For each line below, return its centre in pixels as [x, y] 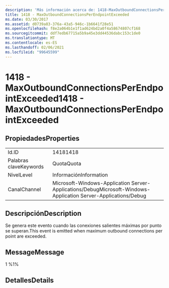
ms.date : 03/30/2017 [27, 19]
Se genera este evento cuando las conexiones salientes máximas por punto [83, 225]
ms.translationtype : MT [30, 38]
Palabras [18, 160]
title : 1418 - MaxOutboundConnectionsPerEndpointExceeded [67, 15]
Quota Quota [67, 163]
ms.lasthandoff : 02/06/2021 [35, 47]
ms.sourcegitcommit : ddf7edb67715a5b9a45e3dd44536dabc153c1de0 [73, 33]
